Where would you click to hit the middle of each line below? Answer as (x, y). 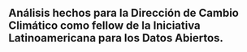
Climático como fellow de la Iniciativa (104, 26)
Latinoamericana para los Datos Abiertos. (116, 38)
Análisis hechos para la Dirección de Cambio (124, 13)
